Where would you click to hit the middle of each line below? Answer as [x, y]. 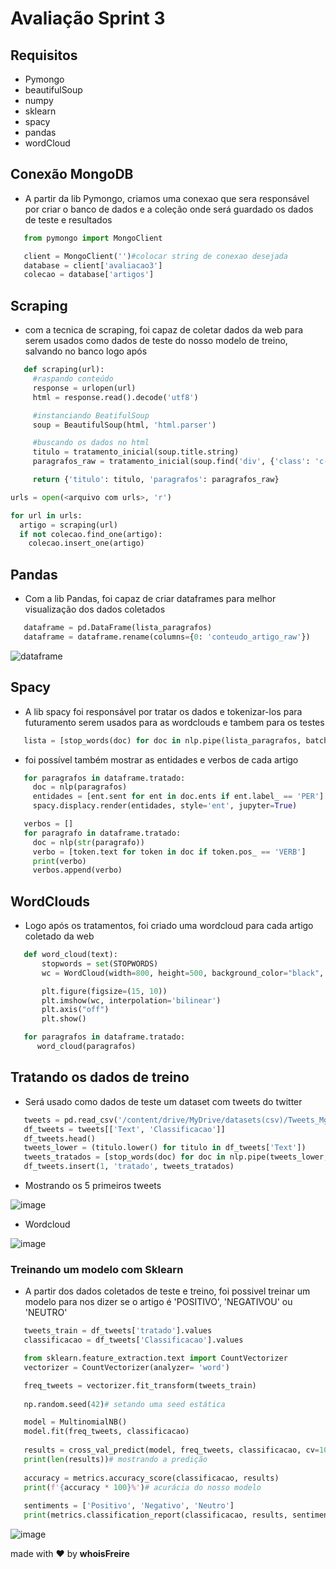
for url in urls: [46, 515]
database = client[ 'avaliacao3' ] [93, 265]
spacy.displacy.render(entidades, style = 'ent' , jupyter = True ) [165, 806]
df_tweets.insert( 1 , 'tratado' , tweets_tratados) [129, 1167]
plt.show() [64, 1019]
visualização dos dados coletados [95, 609]
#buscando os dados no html [91, 443]
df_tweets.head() [60, 1138]
